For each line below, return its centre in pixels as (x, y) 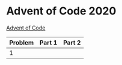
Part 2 (72, 42)
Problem (22, 42)
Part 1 (48, 42)
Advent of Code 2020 (61, 11)
